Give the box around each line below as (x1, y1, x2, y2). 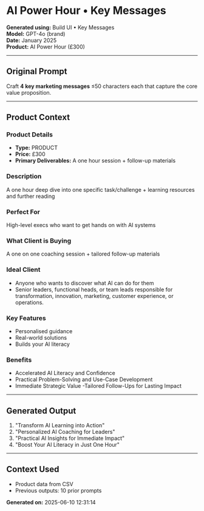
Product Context (6, 112, 70, 123)
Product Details (6, 130, 53, 139)
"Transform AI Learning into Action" (15, 422, 105, 429)
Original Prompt (6, 66, 68, 76)
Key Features (6, 314, 47, 322)
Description (6, 172, 42, 181)
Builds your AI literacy (15, 340, 70, 348)
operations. (15, 299, 44, 306)
